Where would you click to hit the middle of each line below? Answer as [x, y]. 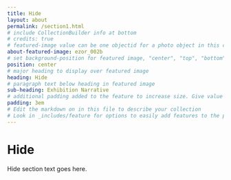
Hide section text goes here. [47, 168]
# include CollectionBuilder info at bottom [72, 33]
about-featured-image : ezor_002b [55, 52]
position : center [32, 65]
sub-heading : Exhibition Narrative [58, 90]
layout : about [27, 20]
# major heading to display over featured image [78, 71]
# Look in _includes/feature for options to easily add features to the [113, 115]
